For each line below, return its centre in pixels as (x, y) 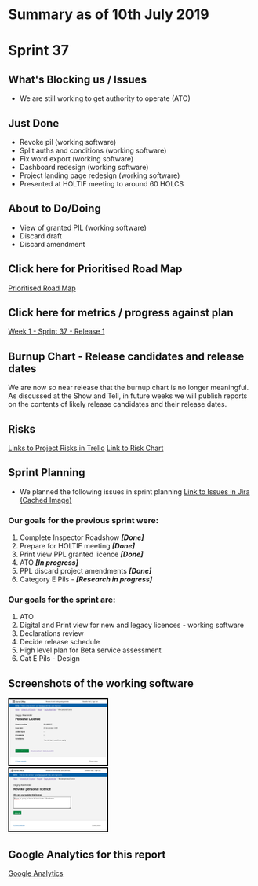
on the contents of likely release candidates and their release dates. (118, 404)
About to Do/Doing (55, 209)
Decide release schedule (60, 642)
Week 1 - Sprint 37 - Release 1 (56, 331)
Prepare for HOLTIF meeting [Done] (77, 546)
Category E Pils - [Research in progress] (86, 579)
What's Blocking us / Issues (78, 79)
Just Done (34, 123)
